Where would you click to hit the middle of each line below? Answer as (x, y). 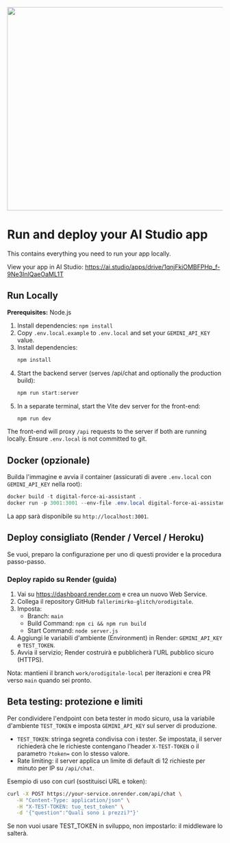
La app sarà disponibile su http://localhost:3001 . (78, 516)
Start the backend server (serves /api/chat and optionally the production (119, 373)
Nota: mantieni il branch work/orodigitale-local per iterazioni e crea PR (109, 673)
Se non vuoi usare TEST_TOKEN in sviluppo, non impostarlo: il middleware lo (115, 826)
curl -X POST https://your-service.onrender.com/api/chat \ (95, 794)
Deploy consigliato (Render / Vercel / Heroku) (105, 538)
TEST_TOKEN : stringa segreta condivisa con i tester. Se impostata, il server (119, 739)
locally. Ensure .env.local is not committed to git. (77, 439)
